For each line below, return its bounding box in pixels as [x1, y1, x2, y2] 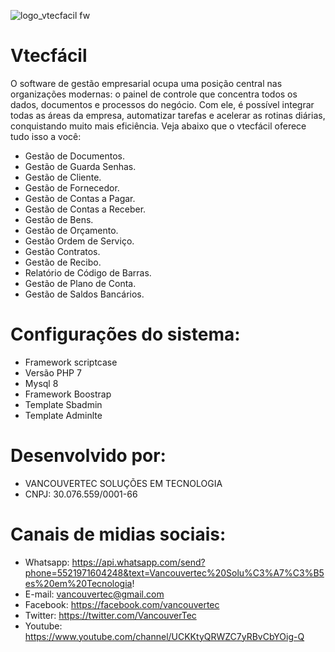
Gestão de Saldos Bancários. [24, 288, 145, 300]
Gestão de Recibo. [24, 256, 102, 268]
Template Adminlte [24, 409, 103, 421]
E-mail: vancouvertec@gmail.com [24, 588, 165, 600]
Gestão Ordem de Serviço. [24, 235, 135, 247]
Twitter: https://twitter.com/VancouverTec [24, 609, 197, 621]
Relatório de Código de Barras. [24, 266, 152, 279]
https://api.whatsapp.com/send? [71, 556, 206, 568]
